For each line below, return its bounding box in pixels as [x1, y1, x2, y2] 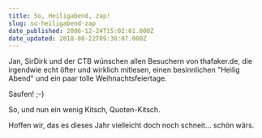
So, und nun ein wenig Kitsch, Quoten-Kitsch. [8, 105, 161, 115]
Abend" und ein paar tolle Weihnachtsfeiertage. [8, 73, 168, 83]
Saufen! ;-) [8, 90, 45, 99]
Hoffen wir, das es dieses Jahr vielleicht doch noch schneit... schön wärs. [8, 120, 255, 130]
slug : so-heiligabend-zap [8, 19, 96, 27]
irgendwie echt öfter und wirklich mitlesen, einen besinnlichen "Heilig [8, 65, 241, 75]
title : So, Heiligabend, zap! [8, 11, 111, 20]
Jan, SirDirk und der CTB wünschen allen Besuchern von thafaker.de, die [8, 56, 253, 66]
